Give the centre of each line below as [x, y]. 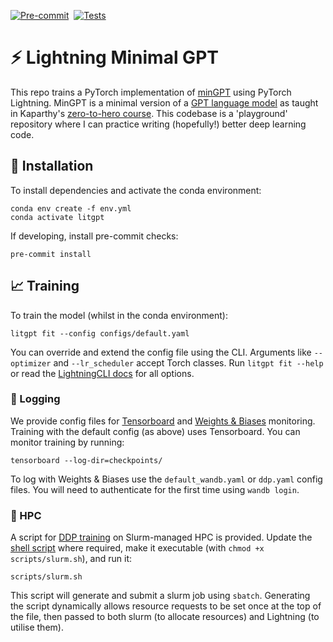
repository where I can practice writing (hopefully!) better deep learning [158, 124]
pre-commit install [51, 254]
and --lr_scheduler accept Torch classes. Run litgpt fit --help [188, 362]
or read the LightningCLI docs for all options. [102, 373]
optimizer [31, 363]
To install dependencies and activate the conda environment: [136, 190]
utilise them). [37, 627]
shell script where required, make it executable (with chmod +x [137, 548]
